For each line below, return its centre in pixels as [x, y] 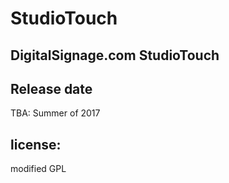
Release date [51, 88]
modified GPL [38, 169]
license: [36, 144]
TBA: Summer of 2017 [55, 113]
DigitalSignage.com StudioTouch [115, 55]
